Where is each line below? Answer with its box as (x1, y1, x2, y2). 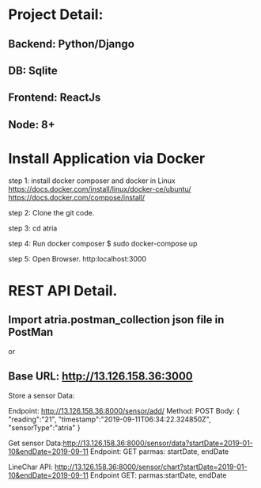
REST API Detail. (8, 281, 118, 299)
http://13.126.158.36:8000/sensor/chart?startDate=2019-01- (54, 462, 248, 471)
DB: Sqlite (8, 63, 58, 77)
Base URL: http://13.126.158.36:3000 (8, 370, 193, 383)
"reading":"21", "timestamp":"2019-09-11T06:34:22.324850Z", (8, 414, 211, 424)
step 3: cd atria (8, 223, 58, 233)
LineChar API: (8, 462, 53, 471)
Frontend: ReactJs (8, 91, 101, 105)
